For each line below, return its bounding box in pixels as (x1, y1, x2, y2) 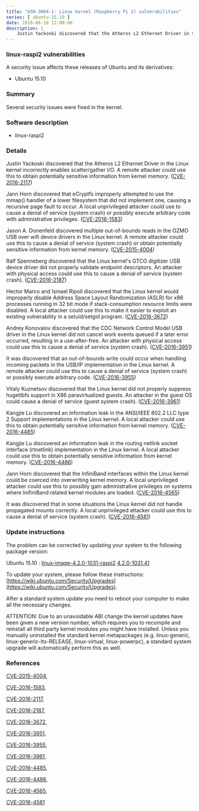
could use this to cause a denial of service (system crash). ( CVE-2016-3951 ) (6, 343, 192, 350)
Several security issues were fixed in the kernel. (6, 103, 123, 110)
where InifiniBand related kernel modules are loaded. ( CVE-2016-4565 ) (6, 489, 180, 496)
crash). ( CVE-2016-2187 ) (6, 276, 67, 283)
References (6, 659, 40, 667)
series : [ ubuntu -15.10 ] (6, 14, 70, 20)
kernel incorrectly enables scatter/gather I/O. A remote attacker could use (6, 167, 187, 174)
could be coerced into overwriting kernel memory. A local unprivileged (6, 477, 178, 484)
